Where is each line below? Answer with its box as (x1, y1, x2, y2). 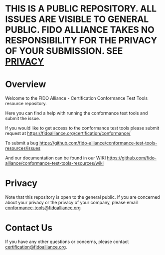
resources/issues (5, 145, 41, 151)
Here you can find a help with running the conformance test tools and (5, 110, 148, 116)
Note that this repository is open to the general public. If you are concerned (5, 194, 161, 200)
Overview (5, 79, 46, 90)
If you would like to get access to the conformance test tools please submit (5, 125, 160, 131)
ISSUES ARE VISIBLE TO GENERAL (5, 13, 149, 25)
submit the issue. (5, 116, 41, 122)
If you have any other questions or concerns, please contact (5, 239, 129, 245)
